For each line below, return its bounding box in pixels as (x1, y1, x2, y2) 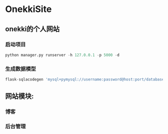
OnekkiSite (5, 3, 52, 15)
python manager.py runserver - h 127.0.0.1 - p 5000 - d (5, 52, 120, 57)
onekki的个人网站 (5, 24, 60, 33)
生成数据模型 (5, 65, 36, 72)
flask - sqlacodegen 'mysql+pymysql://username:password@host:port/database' (5, 77, 166, 82)
